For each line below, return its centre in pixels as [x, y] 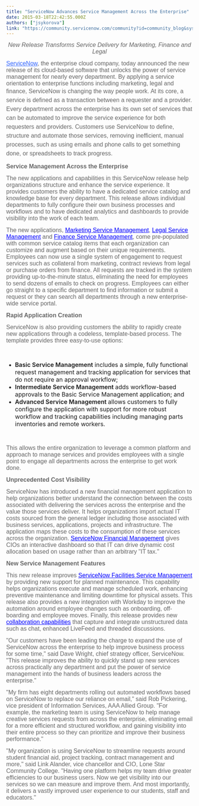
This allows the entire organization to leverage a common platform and [99, 448]
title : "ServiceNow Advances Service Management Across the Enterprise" [98, 12]
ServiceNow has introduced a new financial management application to [99, 492]
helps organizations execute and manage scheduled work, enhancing [97, 589]
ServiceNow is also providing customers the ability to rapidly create [94, 327]
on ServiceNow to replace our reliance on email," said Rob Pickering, [97, 699]
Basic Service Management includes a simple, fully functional [101, 365]
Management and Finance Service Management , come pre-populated [97, 237]
